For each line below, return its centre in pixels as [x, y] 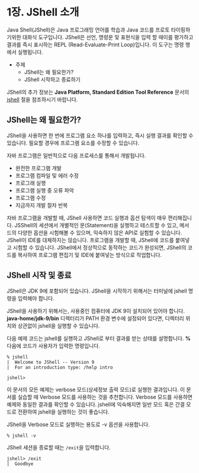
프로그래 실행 [31, 183]
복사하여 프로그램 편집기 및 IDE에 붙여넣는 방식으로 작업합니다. [90, 255]
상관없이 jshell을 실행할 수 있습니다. [59, 326]
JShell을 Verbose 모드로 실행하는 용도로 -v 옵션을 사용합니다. [78, 424]
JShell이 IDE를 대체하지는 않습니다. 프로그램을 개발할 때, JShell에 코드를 [90, 240]
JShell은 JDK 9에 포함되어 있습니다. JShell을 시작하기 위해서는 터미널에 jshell [97, 291]
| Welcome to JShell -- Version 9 [51, 362]
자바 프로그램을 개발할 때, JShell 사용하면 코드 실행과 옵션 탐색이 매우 [87, 218]
